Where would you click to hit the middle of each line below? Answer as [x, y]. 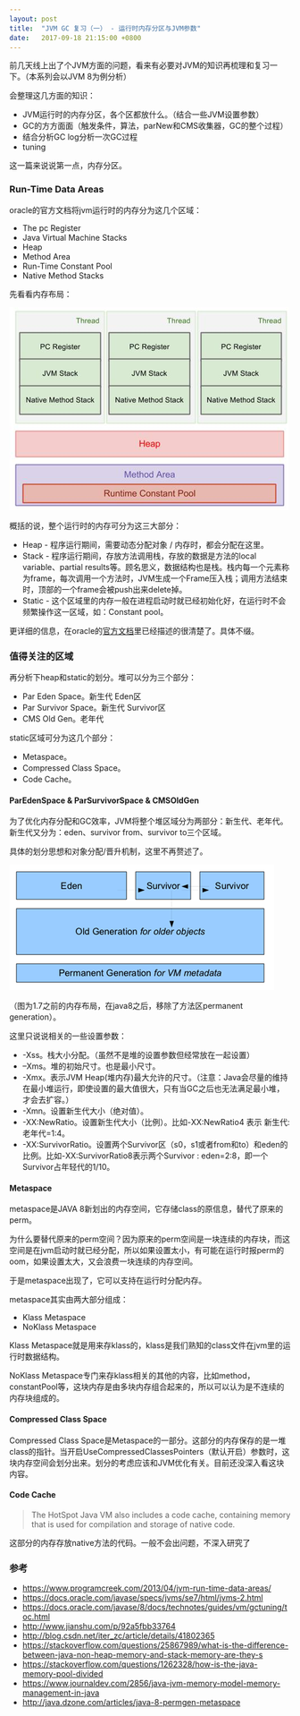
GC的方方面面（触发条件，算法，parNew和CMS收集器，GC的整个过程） [155, 126]
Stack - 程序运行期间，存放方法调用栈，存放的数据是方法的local [139, 556]
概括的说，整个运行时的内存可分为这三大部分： [95, 525]
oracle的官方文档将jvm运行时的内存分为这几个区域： [106, 209]
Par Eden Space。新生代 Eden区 [82, 696]
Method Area [46, 256]
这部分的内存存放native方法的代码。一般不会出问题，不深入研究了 [130, 1542]
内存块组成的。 [37, 1398]
